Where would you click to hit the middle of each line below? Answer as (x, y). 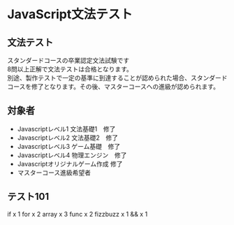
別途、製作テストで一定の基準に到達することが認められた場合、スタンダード (117, 78)
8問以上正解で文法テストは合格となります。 (70, 69)
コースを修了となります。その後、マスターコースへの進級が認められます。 (114, 87)
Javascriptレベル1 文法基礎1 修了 (66, 129)
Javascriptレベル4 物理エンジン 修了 (72, 155)
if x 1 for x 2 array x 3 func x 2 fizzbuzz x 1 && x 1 (78, 214)
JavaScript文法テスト (70, 14)
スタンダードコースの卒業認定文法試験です (68, 60)
